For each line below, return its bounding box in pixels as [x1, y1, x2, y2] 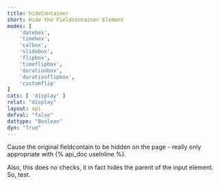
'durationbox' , [19, 67, 63, 74]
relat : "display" [7, 99, 57, 106]
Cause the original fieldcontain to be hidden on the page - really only [7, 143, 201, 151]
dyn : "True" [7, 124, 41, 131]
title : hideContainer [7, 10, 69, 17]
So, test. [7, 171, 31, 179]
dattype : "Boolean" [7, 117, 63, 125]
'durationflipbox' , [19, 73, 75, 81]
